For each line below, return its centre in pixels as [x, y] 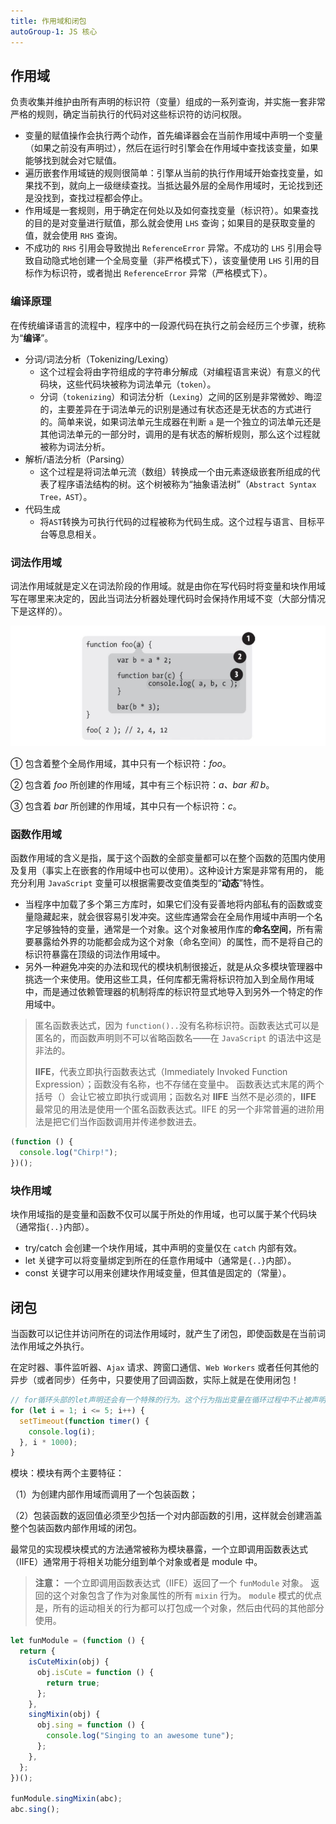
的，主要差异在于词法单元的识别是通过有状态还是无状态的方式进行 [175, 409]
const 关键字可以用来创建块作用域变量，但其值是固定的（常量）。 [158, 1273]
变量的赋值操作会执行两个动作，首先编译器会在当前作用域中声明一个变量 [173, 136]
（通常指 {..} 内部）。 [52, 1227]
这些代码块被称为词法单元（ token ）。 [141, 384]
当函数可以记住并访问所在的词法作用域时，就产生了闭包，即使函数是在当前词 [168, 1334]
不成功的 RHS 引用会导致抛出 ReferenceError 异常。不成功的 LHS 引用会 [169, 248]
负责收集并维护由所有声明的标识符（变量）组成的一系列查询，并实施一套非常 [168, 102]
